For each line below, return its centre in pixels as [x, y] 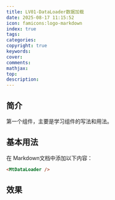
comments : [19, 62]
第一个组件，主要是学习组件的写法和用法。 [59, 121]
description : [23, 79]
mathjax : [17, 68]
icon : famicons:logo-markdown [44, 23]
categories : [21, 40]
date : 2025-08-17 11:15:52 [40, 18]
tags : [13, 35]
